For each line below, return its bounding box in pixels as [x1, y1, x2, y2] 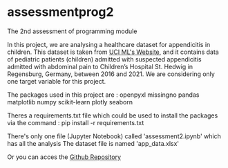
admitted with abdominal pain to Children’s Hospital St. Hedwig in [7, 62, 193, 71]
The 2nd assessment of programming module [7, 27, 137, 35]
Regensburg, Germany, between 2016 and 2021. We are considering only [7, 70, 216, 78]
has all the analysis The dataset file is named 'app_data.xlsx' [7, 139, 180, 147]
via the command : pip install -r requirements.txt [7, 118, 144, 127]
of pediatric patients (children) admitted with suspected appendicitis [7, 55, 202, 63]
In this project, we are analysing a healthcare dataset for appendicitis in [7, 40, 211, 48]
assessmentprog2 [7, 4, 114, 20]
